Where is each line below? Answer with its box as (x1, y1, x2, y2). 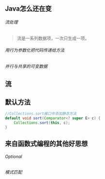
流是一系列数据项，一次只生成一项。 (16, 35, 90, 41)
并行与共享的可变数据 (5, 63, 47, 69)
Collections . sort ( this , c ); (14, 120, 70, 125)
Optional (5, 153, 22, 159)
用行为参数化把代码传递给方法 (5, 47, 64, 53)
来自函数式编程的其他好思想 (5, 139, 88, 148)
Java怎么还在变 (5, 4, 52, 13)
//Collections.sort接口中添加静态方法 (5, 111, 76, 116)
